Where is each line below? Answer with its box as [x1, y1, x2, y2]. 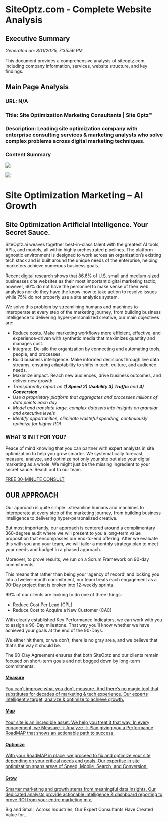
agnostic [5, 252, 24, 258]
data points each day [12, 400, 58, 406]
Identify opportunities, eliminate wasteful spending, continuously [12, 415, 148, 422]
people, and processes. [12, 351, 62, 357]
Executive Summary [5, 34, 70, 43]
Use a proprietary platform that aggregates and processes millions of [12, 394, 158, 400]
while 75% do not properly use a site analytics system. [5, 294, 119, 300]
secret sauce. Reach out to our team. [5, 466, 82, 472]
